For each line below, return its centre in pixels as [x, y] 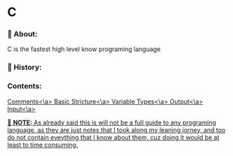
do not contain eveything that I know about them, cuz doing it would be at [113, 137]
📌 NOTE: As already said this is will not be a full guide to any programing [112, 122]
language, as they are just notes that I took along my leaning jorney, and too [116, 129]
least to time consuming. [43, 145]
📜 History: [24, 67]
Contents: [24, 86]
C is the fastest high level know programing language [84, 49]
